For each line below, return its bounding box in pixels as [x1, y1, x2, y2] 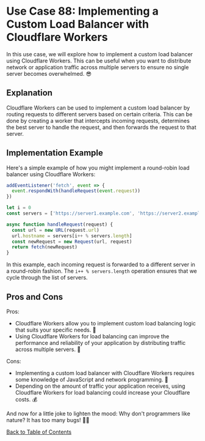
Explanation [6, 87, 53, 98]
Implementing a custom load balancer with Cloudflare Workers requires [15, 369, 195, 377]
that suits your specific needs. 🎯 [15, 326, 96, 333]
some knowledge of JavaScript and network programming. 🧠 [15, 376, 169, 383]
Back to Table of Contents [6, 428, 72, 435]
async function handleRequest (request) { [6, 221, 113, 228]
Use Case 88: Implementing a [6, 4, 159, 18]
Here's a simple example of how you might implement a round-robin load [6, 164, 190, 171]
